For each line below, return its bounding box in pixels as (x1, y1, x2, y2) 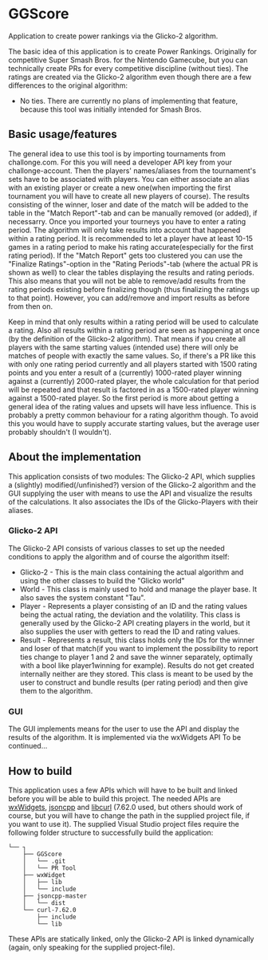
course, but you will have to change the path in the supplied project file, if (8, 811, 250, 820)
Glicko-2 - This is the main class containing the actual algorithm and (19, 567, 244, 577)
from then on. (8, 301, 53, 311)
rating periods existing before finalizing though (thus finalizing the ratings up (8, 284, 260, 294)
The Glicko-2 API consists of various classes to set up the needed (8, 543, 225, 553)
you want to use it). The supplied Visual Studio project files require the (8, 819, 239, 828)
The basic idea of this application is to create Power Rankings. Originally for (8, 46, 258, 56)
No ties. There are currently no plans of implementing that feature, (19, 96, 238, 105)
